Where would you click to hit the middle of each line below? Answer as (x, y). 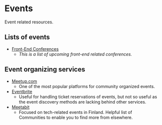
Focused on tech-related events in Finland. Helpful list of (75, 112)
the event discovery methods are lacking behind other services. (82, 102)
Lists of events (27, 37)
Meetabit (20, 107)
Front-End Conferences (35, 49)
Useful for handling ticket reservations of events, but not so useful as (88, 97)
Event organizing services (45, 69)
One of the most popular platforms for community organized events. (87, 86)
